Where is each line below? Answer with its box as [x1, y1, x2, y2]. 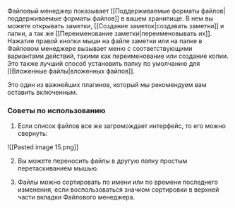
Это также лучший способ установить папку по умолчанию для [7, 59, 200, 67]
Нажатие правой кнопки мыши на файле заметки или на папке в [7, 37, 203, 45]
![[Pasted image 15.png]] [7, 143, 79, 151]
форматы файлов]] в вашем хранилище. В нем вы [63, 14, 214, 23]
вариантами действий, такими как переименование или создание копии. [7, 52, 229, 60]
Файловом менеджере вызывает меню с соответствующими [7, 45, 193, 52]
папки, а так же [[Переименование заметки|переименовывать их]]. [7, 29, 212, 37]
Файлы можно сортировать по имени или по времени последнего [17, 178, 219, 187]
